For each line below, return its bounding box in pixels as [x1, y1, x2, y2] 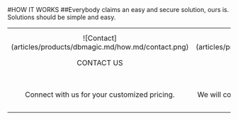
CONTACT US [76, 58, 123, 68]
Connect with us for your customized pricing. [24, 90, 175, 100]
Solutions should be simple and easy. [7, 13, 116, 21]
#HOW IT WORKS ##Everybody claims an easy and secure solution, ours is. [7, 6, 229, 13]
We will [197, 90, 222, 100]
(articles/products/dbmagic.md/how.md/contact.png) [11, 42, 189, 52]
